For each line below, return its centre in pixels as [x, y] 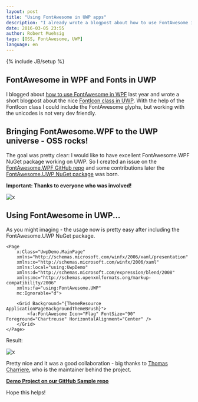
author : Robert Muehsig [35, 34]
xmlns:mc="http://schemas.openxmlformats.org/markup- [84, 278]
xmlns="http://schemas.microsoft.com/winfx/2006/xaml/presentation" [103, 257]
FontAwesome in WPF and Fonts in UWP [81, 80]
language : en [22, 45]
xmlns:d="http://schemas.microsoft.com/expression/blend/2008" [96, 273]
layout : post [22, 12]
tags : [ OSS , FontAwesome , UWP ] [44, 39]
